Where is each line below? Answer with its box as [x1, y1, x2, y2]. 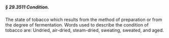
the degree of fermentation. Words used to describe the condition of [5, 21, 149, 27]
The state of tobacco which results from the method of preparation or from [5, 16, 162, 22]
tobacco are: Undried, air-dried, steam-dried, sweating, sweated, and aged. [5, 27, 164, 33]
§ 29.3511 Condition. [5, 4, 49, 10]
